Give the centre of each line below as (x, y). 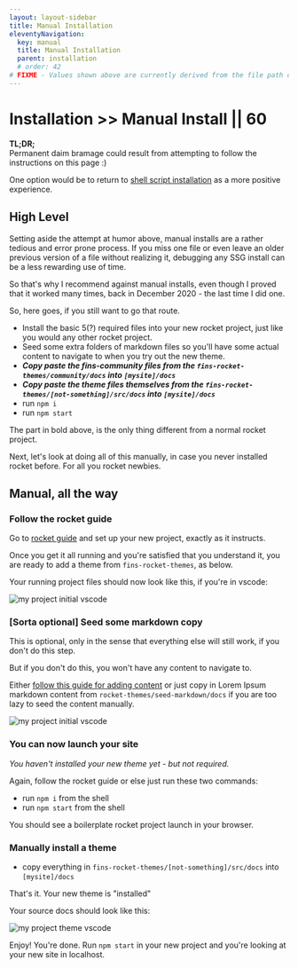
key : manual (39, 42)
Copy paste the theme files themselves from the (113, 384)
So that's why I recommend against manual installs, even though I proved (143, 284)
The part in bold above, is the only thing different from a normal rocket (137, 429)
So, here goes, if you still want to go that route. (94, 311)
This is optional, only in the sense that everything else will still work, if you (145, 641)
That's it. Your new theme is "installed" (80, 893)
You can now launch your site (74, 744)
